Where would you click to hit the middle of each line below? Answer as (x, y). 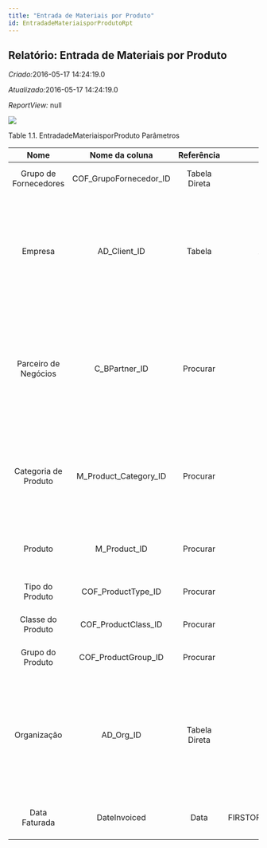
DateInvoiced (121, 818)
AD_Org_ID (121, 735)
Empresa (39, 252)
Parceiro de (39, 364)
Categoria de (38, 471)
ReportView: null (35, 105)
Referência (199, 155)
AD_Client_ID (121, 252)
